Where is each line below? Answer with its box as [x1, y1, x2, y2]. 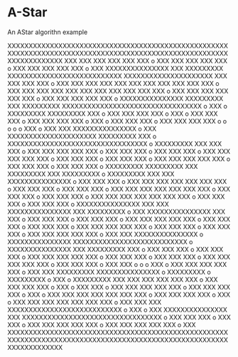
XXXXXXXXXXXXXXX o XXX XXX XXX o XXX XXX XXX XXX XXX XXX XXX [7, 177, 227, 185]
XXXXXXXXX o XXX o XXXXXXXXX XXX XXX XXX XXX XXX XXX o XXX [7, 275, 218, 284]
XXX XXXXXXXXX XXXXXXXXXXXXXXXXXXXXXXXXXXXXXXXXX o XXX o [7, 101, 227, 110]
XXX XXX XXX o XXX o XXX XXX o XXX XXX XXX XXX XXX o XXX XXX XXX [7, 282, 231, 291]
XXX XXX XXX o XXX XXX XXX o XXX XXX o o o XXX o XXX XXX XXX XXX [7, 260, 227, 268]
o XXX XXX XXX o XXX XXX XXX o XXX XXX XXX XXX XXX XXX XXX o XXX [7, 185, 231, 193]
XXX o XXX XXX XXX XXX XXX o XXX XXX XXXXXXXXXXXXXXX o [7, 230, 204, 238]
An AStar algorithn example [7, 28, 88, 36]
